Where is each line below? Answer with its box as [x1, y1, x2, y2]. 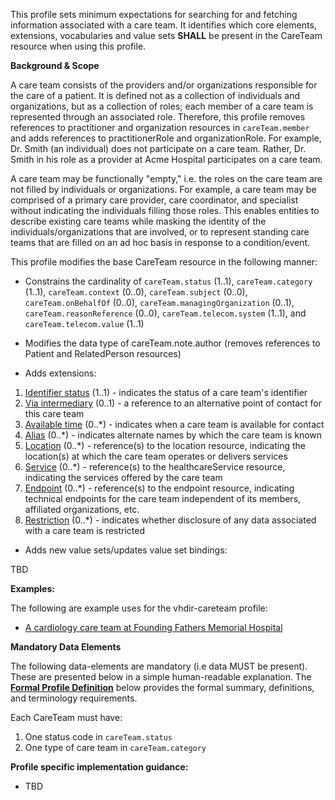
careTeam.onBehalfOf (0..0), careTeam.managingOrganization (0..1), [24, 297, 295, 308]
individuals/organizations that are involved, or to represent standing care [10, 226, 310, 238]
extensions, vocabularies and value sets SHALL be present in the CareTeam [10, 30, 323, 41]
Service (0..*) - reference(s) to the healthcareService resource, [24, 461, 286, 473]
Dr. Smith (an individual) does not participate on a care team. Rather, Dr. [10, 143, 307, 154]
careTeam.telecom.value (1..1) [24, 318, 145, 329]
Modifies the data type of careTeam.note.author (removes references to [24, 337, 321, 349]
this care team [24, 408, 85, 419]
